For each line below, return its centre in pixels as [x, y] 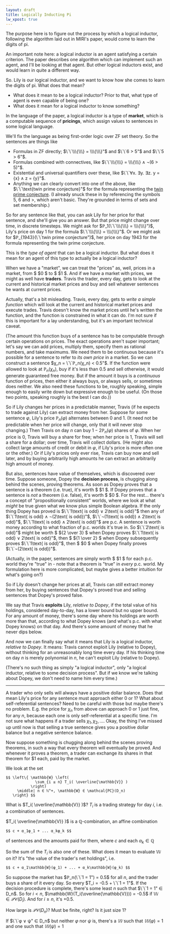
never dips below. [24, 632]
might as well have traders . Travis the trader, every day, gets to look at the [83, 279]
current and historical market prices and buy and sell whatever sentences [82, 284]
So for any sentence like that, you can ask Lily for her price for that [75, 215]
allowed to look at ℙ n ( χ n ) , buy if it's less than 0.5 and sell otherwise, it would [85, 370]
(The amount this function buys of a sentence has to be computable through [85, 336]
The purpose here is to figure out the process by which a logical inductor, [82, 34]
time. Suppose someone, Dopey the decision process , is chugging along [82, 479]
